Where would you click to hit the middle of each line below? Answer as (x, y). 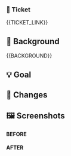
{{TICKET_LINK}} (27, 23)
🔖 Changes (27, 95)
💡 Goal (19, 74)
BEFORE (16, 134)
